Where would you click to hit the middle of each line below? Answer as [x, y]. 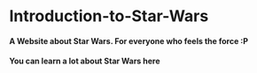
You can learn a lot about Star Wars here [85, 61]
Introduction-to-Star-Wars [109, 16]
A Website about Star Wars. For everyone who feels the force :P [129, 40]
